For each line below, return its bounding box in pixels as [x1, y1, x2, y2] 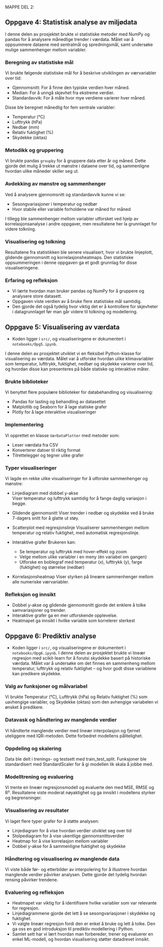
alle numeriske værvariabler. [12, 579, 70, 584]
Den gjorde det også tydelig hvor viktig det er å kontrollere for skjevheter [12, 303, 158, 309]
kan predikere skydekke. [12, 671, 62, 677]
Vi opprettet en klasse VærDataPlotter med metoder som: [5, 432, 120, 438]
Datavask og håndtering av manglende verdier [5, 717, 117, 724]
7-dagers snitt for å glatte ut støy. [12, 515, 79, 521]
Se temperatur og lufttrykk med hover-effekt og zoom [19, 549, 127, 554]
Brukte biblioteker [5, 378, 49, 385]
